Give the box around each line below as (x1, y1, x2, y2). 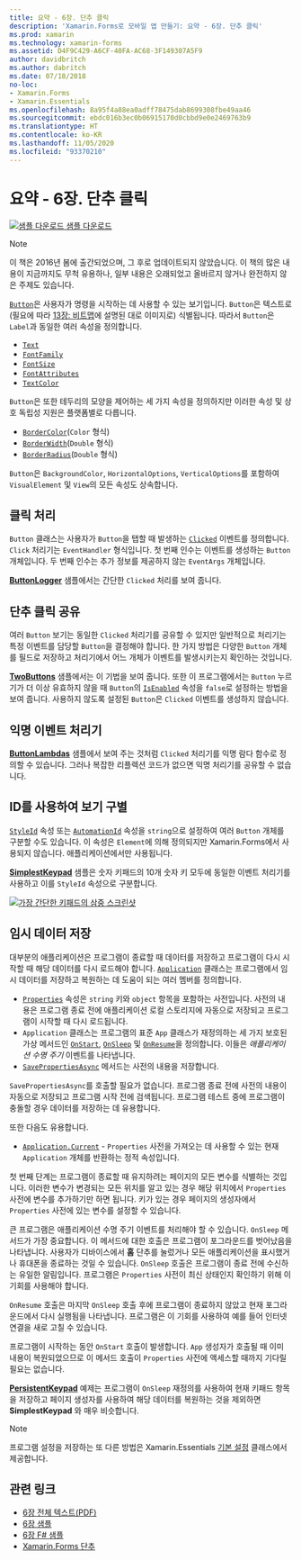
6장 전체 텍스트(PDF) (22, 1507, 97, 1518)
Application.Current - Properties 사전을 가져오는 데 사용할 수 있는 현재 (22, 1141, 279, 1151)
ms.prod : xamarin (9, 30, 75, 39)
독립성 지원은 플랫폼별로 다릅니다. (18, 407, 137, 418)
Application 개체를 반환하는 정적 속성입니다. (22, 1151, 180, 1162)
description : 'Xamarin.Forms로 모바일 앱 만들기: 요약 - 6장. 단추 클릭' (9, 22, 263, 31)
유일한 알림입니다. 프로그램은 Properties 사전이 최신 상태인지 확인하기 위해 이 (18, 1268, 292, 1279)
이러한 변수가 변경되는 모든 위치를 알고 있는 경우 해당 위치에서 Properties (28, 1182, 287, 1193)
